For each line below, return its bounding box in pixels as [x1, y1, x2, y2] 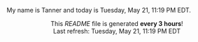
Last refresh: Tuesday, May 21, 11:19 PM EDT [52, 27, 181, 35]
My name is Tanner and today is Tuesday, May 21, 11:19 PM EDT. [6, 6, 192, 14]
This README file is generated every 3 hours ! [50, 20, 183, 27]
